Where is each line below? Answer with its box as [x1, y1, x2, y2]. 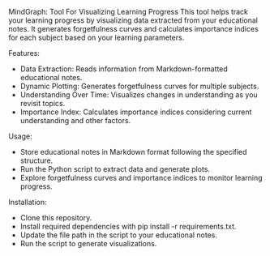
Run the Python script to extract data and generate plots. [19, 164, 211, 173]
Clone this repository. [19, 213, 92, 222]
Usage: [8, 131, 32, 141]
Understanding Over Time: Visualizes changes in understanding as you [19, 90, 258, 100]
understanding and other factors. [19, 116, 131, 125]
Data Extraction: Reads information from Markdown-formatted [19, 64, 229, 74]
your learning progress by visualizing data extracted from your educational [8, 15, 258, 25]
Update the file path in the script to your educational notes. [19, 230, 217, 240]
